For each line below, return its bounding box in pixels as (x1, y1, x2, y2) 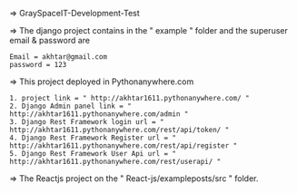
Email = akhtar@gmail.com (9, 53, 107, 62)
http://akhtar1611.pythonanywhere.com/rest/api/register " (9, 141, 238, 150)
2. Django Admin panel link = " (9, 101, 132, 111)
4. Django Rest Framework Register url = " (9, 133, 177, 142)
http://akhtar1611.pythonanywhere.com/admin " (9, 110, 189, 119)
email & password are (9, 35, 91, 45)
